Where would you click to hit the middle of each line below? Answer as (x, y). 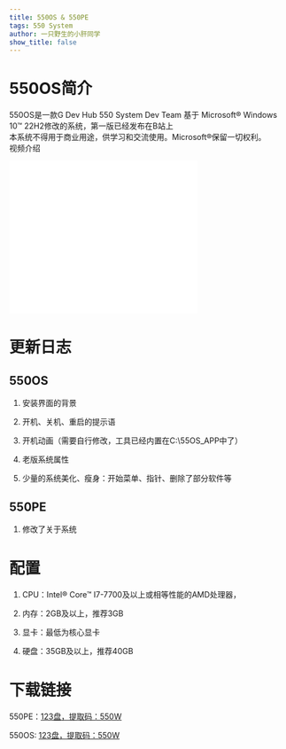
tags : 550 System (41, 26)
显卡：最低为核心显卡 (61, 632)
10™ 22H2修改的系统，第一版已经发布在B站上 (92, 126)
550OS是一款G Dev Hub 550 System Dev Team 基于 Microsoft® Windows (143, 115)
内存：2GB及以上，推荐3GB (73, 613)
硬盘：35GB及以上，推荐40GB (77, 651)
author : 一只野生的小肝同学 (55, 34)
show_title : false (43, 42)
